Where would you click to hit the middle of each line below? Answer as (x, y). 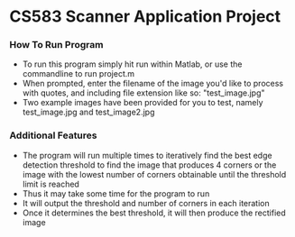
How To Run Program (56, 45)
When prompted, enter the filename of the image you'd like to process (153, 84)
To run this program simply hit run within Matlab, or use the (132, 64)
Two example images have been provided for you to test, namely (143, 103)
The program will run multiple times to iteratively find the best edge (147, 155)
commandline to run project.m (78, 74)
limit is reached (51, 184)
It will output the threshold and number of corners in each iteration (146, 203)
